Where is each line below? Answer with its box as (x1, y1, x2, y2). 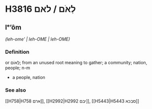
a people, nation (12, 74, 45, 80)
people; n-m (5, 65, 31, 71)
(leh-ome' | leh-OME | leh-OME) (5, 36, 71, 42)
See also (5, 87, 26, 94)
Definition (5, 48, 30, 55)
